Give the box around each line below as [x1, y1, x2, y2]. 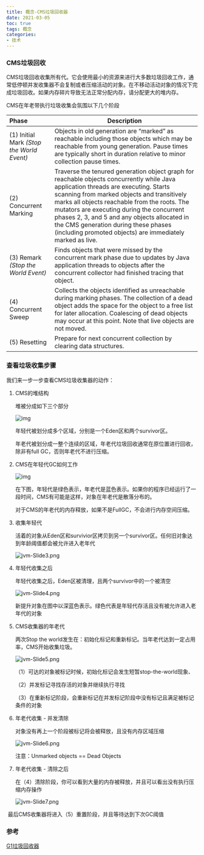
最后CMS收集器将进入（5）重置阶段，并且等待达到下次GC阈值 [7, 810, 164, 818]
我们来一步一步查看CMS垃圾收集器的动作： [6, 376, 114, 384]
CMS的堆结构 [15, 389, 49, 396]
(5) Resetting [9, 338, 47, 346]
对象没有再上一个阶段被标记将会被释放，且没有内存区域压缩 [15, 727, 165, 735]
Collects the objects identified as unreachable [54, 286, 185, 295]
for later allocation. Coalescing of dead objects [54, 309, 188, 318]
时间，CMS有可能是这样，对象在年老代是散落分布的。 [20, 493, 155, 500]
